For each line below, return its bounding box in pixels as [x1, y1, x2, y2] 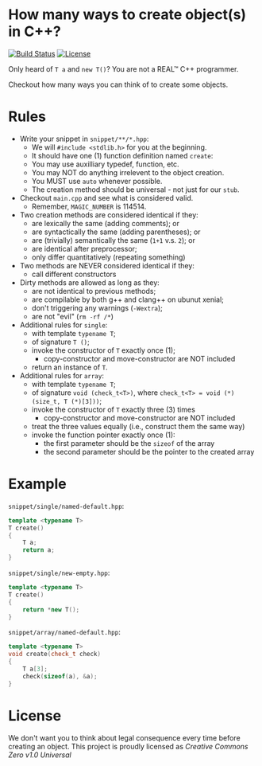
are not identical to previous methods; [31, 286, 156, 295]
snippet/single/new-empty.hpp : [8, 568, 110, 578]
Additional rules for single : [19, 320, 108, 330]
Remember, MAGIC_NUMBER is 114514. [31, 201, 147, 211]
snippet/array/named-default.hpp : [8, 627, 121, 637]
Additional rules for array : [19, 370, 105, 380]
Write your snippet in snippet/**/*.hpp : [19, 134, 149, 143]
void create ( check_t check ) [8, 651, 102, 659]
